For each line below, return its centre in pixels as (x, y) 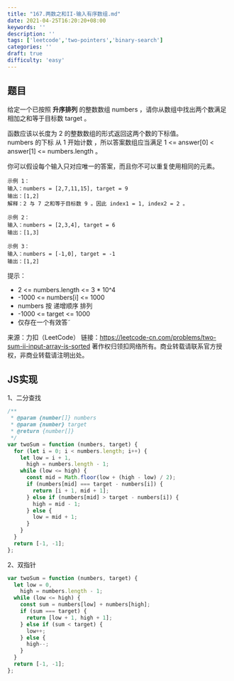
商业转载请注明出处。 (57, 355)
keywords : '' (27, 27)
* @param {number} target (49, 425)
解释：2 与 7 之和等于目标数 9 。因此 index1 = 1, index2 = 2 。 (98, 203)
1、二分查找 (24, 398)
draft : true (25, 54)
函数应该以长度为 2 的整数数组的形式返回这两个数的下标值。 (95, 133)
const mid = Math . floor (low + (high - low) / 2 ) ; (101, 478)
